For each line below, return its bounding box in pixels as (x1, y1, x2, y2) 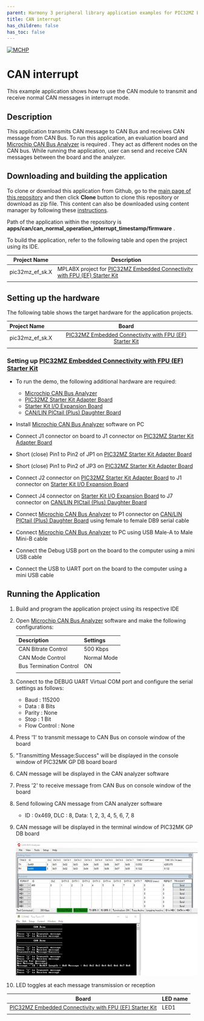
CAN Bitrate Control (18, 646, 68, 653)
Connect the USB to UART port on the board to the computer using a (15, 564, 187, 572)
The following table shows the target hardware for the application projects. (7, 309, 193, 316)
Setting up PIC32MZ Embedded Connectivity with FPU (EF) (7, 357, 184, 365)
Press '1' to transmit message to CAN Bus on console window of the (15, 734, 185, 741)
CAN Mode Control (18, 654, 66, 661)
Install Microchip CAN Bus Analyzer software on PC (15, 420, 145, 427)
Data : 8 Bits (24, 702, 55, 709)
